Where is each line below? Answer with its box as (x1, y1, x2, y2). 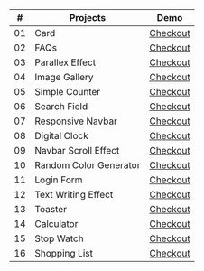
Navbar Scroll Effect (34, 145, 120, 156)
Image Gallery (34, 71, 94, 83)
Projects (69, 12, 107, 23)
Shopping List (34, 248, 93, 259)
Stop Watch (34, 232, 84, 245)
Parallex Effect (34, 56, 97, 69)
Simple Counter (34, 86, 101, 98)
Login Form (34, 173, 83, 186)
